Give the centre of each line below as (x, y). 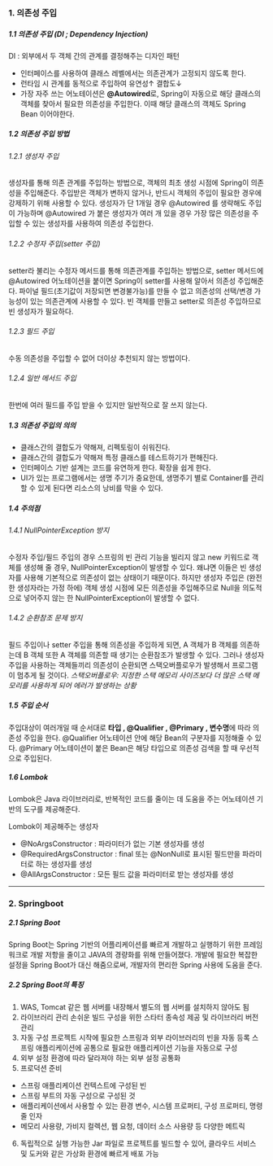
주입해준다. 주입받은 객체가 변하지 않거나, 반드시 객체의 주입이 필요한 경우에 (143, 193)
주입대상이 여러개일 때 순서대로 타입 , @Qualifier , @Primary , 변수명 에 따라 (130, 727)
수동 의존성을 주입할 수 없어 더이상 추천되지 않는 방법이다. (100, 358)
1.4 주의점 (24, 508)
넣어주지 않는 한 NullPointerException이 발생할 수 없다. (111, 598)
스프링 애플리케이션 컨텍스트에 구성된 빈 (83, 1085)
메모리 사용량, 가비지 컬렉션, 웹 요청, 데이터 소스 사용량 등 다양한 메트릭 (132, 1126)
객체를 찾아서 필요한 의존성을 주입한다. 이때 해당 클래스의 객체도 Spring (133, 103)
